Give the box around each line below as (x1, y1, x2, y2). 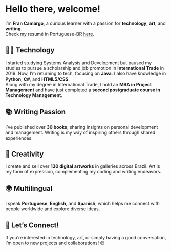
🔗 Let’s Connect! (5, 221, 59, 229)
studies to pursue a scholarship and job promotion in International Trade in (5, 65, 164, 71)
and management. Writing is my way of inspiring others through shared (5, 129, 156, 136)
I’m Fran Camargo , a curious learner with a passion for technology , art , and (5, 20, 166, 26)
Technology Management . (5, 92, 63, 98)
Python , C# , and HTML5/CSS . (5, 75, 70, 82)
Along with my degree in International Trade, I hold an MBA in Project (5, 81, 152, 87)
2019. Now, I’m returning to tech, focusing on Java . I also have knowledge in (5, 70, 166, 76)
